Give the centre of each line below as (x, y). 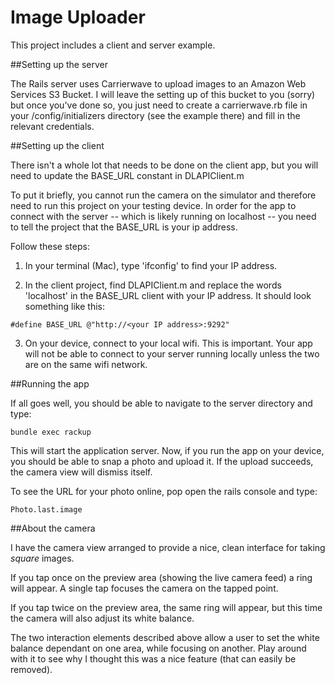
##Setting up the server (59, 64)
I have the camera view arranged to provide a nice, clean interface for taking (168, 547)
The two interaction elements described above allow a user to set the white (165, 637)
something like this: (64, 306)
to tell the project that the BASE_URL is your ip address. (124, 227)
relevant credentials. (52, 126)
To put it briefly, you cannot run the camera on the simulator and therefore (163, 195)
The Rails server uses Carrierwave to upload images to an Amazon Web (158, 83)
